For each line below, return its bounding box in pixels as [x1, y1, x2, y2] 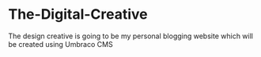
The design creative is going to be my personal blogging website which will [8, 31, 253, 41]
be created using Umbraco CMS [8, 39, 113, 48]
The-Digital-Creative [8, 5, 148, 23]
